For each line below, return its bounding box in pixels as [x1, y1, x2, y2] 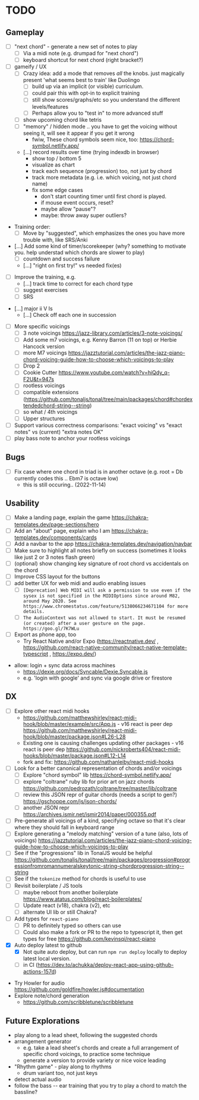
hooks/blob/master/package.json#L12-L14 [23, 752, 126, 759]
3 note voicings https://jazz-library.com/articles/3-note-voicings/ [23, 329, 183, 337]
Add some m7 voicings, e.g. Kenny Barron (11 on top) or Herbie [23, 337, 177, 344]
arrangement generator [14, 1038, 72, 1045]
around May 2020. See [23, 598, 77, 604]
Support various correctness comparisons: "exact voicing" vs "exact [14, 422, 182, 429]
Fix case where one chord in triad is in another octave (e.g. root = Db [14, 468, 184, 475]
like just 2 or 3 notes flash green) [14, 554, 96, 561]
